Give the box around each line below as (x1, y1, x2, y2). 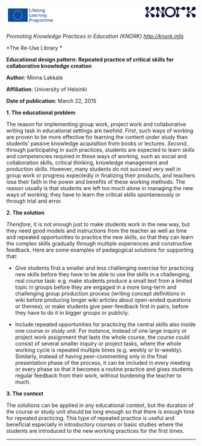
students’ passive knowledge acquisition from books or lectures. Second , (6, 140, 188, 147)
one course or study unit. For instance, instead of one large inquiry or (14, 327, 188, 334)
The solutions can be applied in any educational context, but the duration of (6, 401, 194, 409)
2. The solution (6, 209, 45, 216)
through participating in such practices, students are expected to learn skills (6, 146, 195, 153)
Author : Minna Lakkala (6, 73, 63, 81)
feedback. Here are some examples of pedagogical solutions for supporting (6, 246, 194, 253)
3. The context (6, 389, 44, 397)
